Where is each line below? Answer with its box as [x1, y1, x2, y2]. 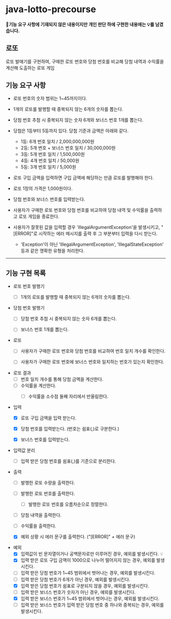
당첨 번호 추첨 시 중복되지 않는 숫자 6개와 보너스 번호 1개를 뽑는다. [13, 117, 144, 123]
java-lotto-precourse [6, 4, 96, 15]
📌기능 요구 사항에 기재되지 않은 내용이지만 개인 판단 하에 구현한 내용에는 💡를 [6, 21, 154, 27]
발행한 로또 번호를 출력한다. [20, 491, 75, 497]
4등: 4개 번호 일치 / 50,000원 [20, 157, 80, 164]
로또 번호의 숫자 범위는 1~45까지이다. [13, 95, 88, 102]
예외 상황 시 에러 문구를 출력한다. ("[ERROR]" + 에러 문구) [20, 534, 135, 540]
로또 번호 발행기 [13, 283, 45, 289]
